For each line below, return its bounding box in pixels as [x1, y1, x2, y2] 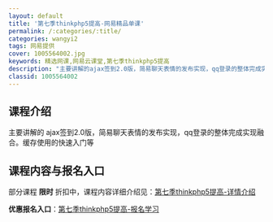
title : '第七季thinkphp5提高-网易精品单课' [8, 20, 145, 28]
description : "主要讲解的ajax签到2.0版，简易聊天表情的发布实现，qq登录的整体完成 [8, 65, 262, 73]
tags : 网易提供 [8, 42, 55, 50]
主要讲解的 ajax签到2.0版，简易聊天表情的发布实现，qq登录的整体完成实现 [8, 128, 258, 137]
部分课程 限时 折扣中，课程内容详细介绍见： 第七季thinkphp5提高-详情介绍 [8, 187, 256, 197]
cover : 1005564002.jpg [8, 50, 85, 58]
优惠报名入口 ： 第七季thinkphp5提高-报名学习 [8, 204, 160, 214]
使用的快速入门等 [36, 137, 94, 147]
